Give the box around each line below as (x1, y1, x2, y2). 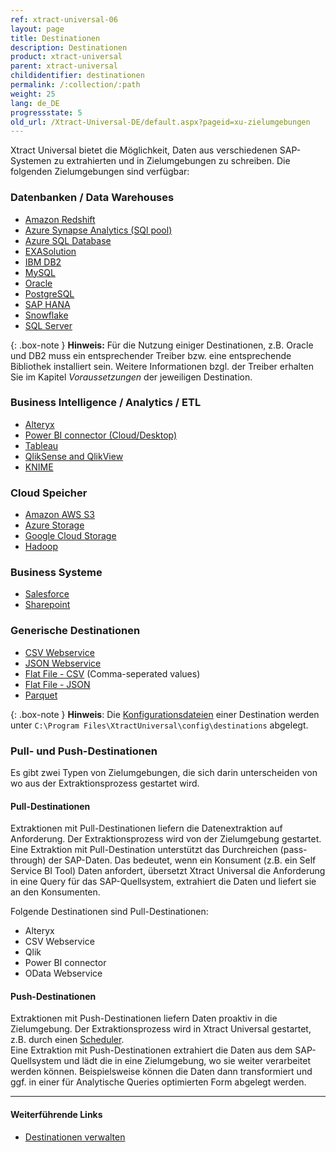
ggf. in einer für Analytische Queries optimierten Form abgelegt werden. (10, 1076, 307, 1088)
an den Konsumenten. (10, 886, 101, 898)
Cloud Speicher (10, 486, 88, 500)
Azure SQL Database (24, 234, 112, 246)
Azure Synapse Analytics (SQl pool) (24, 224, 173, 236)
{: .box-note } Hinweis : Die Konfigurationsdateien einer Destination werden (10, 708, 320, 720)
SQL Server (24, 319, 73, 331)
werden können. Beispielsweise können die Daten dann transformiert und (10, 1066, 313, 1078)
